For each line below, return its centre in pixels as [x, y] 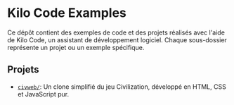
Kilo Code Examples [67, 13]
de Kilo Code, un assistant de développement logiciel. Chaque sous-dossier [117, 39]
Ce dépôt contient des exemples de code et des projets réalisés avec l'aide [116, 32]
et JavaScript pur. [43, 94]
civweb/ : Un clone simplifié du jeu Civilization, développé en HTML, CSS [122, 87]
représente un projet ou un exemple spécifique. [76, 47]
